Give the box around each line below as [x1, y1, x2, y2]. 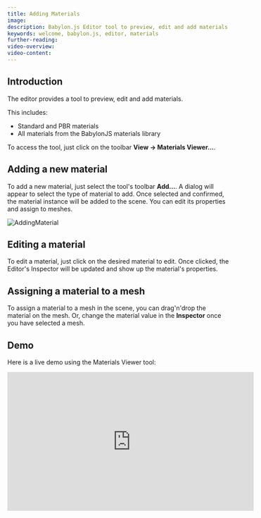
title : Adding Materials [7, 10, 80, 18]
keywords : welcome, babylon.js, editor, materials [7, 30, 159, 37]
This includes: [7, 108, 48, 116]
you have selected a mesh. [7, 319, 85, 328]
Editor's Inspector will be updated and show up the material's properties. [7, 265, 218, 273]
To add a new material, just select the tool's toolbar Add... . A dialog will [7, 182, 215, 190]
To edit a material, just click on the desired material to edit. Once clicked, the [7, 257, 229, 266]
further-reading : [7, 37, 58, 44]
